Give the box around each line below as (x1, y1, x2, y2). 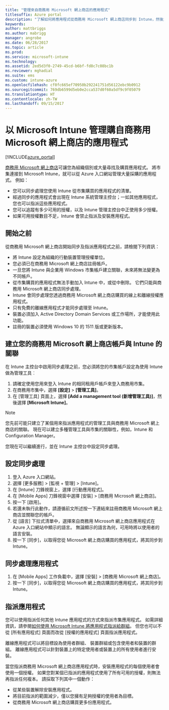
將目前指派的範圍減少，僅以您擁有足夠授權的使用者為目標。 (12, 693, 136, 699)
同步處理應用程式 (5, 559, 58, 568)
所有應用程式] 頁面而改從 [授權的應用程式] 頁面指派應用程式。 (12, 629, 140, 635)
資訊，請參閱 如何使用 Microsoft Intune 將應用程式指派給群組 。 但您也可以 (5, 623, 157, 629)
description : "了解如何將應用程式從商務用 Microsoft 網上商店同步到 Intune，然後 (5, 17, 163, 22)
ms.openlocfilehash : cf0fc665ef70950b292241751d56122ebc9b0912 (5, 82, 141, 87)
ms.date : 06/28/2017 (5, 40, 49, 45)
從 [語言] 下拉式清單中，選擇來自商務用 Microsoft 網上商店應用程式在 (12, 518, 155, 524)
